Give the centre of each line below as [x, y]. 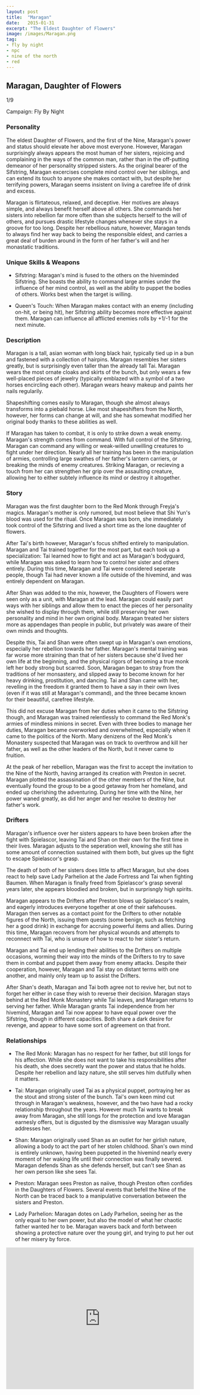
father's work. [23, 805]
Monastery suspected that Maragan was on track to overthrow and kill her [97, 743]
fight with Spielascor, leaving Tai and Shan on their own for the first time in [97, 839]
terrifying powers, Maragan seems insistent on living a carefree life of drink [99, 184]
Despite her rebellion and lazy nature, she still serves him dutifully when [103, 1073]
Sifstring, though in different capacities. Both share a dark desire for [90, 1019]
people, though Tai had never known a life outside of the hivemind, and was [99, 575]
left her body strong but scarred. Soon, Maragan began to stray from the [95, 667]
